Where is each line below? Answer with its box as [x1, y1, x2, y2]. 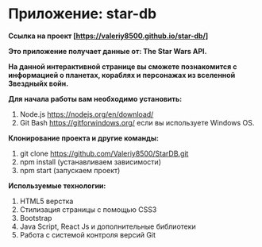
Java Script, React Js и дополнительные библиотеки [19, 222, 196, 231]
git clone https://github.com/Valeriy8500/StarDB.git [19, 149, 189, 158]
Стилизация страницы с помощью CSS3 [19, 204, 157, 214]
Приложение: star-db [8, 5, 157, 23]
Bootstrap [19, 213, 52, 222]
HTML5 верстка [19, 196, 74, 206]
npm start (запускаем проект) [19, 165, 121, 175]
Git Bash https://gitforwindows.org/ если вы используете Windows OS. [19, 118, 255, 127]
